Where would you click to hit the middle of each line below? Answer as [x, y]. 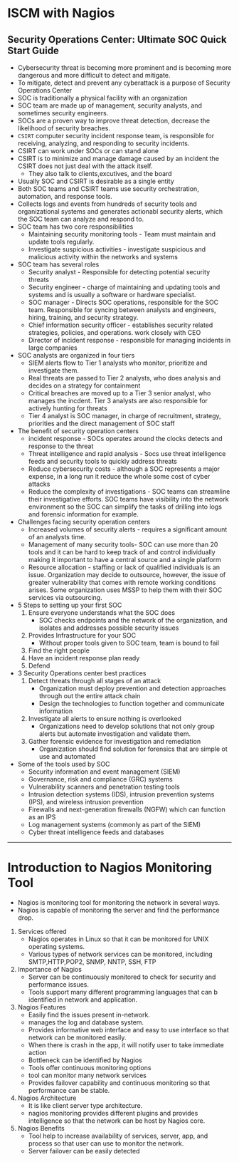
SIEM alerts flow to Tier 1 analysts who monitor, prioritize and [118, 363]
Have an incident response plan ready [84, 658]
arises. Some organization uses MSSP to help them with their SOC [125, 590]
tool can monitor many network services [87, 1075]
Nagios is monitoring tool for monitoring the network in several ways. [119, 902]
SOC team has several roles [58, 264]
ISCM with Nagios [61, 13]
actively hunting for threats [68, 408]
